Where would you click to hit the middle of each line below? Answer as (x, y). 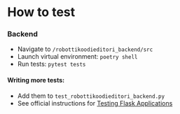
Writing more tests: (36, 80)
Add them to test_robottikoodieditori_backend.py (91, 96)
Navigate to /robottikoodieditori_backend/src (85, 49)
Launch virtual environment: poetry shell (77, 57)
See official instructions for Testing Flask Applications (95, 103)
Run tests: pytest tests (51, 64)
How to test (41, 12)
